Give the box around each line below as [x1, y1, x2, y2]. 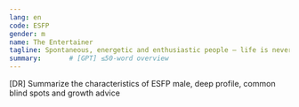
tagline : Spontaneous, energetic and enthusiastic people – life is [9, 46, 269, 55]
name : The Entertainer [9, 37, 93, 47]
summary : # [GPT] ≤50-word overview [9, 54, 169, 63]
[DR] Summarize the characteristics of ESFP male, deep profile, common [9, 79, 276, 88]
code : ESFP [9, 21, 50, 30]
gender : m [9, 29, 46, 38]
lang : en [9, 12, 42, 22]
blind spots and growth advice [9, 88, 120, 98]
